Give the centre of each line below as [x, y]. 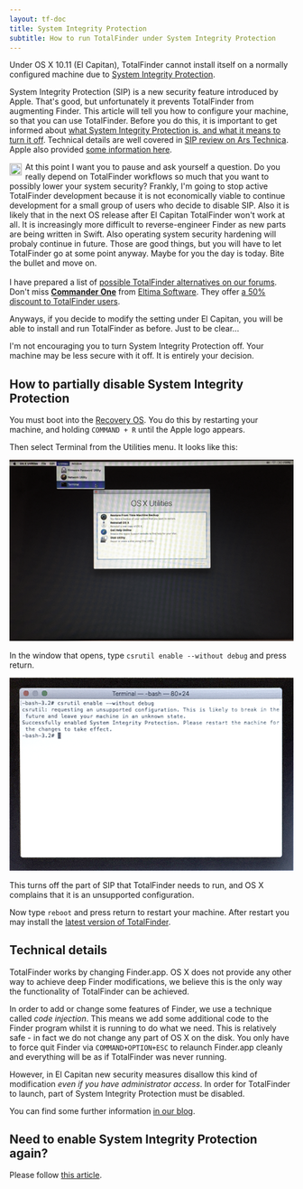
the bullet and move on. [53, 263]
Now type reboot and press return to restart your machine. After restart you [150, 912]
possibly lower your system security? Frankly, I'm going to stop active [139, 186]
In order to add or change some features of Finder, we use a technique [141, 1008]
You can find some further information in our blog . [102, 1110]
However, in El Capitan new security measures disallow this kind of [133, 1074]
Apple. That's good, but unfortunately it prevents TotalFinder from [132, 102]
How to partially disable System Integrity [126, 384]
